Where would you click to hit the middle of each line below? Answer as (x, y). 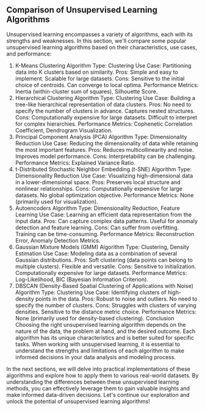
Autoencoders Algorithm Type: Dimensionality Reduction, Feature (97, 208)
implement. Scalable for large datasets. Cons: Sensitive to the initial (100, 78)
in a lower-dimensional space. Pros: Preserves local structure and (98, 182)
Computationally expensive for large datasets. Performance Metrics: (101, 273)
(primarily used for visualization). (57, 201)
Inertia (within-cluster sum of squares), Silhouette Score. (86, 91)
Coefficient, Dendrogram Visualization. (64, 130)
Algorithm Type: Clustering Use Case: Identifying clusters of (91, 292)
